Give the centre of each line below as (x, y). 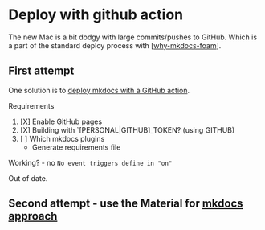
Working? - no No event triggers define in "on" (90, 162)
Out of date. (28, 178)
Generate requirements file (76, 147)
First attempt (41, 71)
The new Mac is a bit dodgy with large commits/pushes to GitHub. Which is (133, 37)
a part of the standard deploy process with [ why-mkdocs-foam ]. (115, 45)
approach (33, 216)
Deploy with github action (96, 15)
